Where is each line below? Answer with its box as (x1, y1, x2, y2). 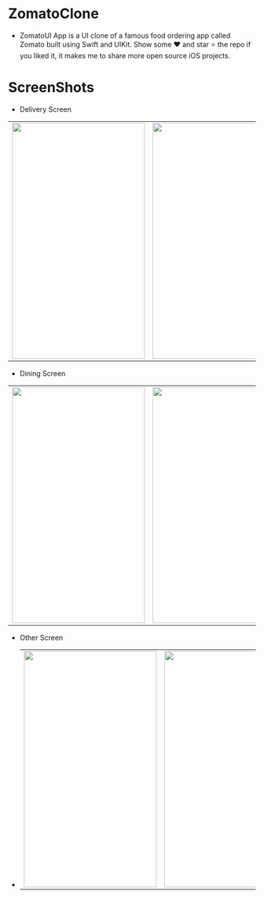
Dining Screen (19, 368, 66, 378)
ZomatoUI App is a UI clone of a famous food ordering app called (19, 31, 231, 40)
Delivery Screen (19, 104, 72, 114)
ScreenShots (8, 79, 94, 97)
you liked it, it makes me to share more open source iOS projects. (19, 50, 231, 60)
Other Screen (19, 633, 64, 642)
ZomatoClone (8, 5, 100, 23)
